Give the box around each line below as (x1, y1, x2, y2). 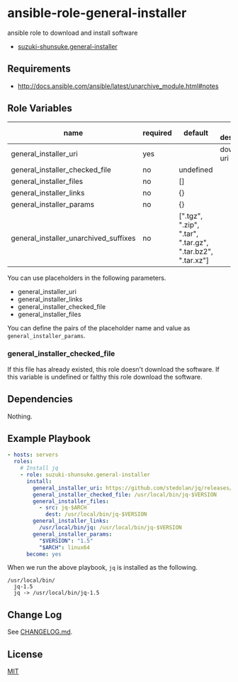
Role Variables (7, 102, 72, 114)
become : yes (25, 551, 62, 558)
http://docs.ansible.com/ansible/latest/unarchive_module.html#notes (17, 82, 219, 90)
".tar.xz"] (178, 255, 209, 265)
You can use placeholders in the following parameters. (7, 274, 166, 282)
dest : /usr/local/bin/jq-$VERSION (45, 511, 147, 518)
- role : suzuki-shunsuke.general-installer (20, 471, 151, 479)
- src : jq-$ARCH (38, 504, 87, 511)
